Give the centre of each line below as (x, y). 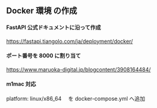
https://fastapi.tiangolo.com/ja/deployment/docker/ (70, 41)
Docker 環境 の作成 (42, 11)
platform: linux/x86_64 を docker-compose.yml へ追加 (76, 99)
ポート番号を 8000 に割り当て (44, 56)
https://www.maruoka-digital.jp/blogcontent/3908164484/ (78, 69)
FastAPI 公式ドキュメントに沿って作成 (54, 27)
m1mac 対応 (21, 84)
